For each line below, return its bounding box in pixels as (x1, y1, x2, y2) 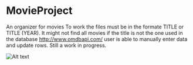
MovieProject (6, 4, 73, 17)
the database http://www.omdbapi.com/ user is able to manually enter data (6, 35, 188, 42)
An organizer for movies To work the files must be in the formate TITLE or (6, 23, 184, 30)
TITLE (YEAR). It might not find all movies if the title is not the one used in (6, 29, 183, 36)
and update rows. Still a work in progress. (6, 42, 107, 49)
